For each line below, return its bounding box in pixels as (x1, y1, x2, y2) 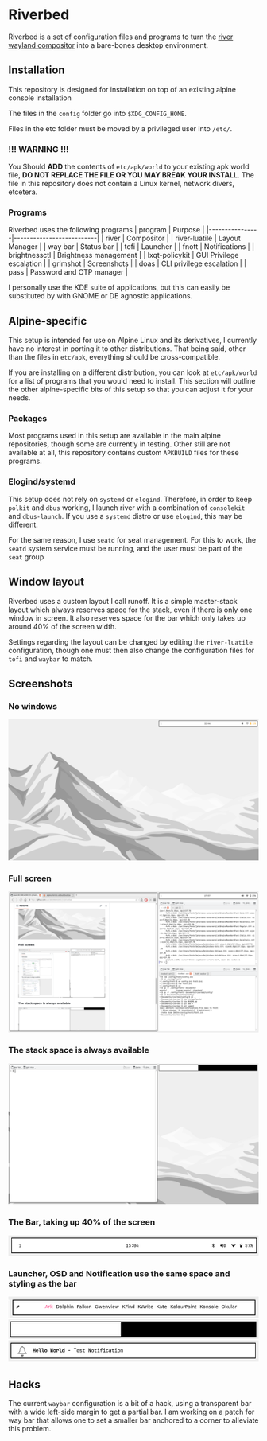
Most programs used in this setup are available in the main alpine (8, 431, 221, 441)
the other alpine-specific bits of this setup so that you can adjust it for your (8, 384, 253, 395)
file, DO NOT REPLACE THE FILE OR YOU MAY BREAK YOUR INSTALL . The (8, 170, 254, 180)
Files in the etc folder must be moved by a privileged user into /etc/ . (8, 123, 233, 133)
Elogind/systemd (8, 476, 76, 487)
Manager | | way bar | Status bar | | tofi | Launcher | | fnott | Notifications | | (8, 242, 255, 251)
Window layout (8, 575, 85, 589)
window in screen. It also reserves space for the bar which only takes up (8, 613, 246, 622)
